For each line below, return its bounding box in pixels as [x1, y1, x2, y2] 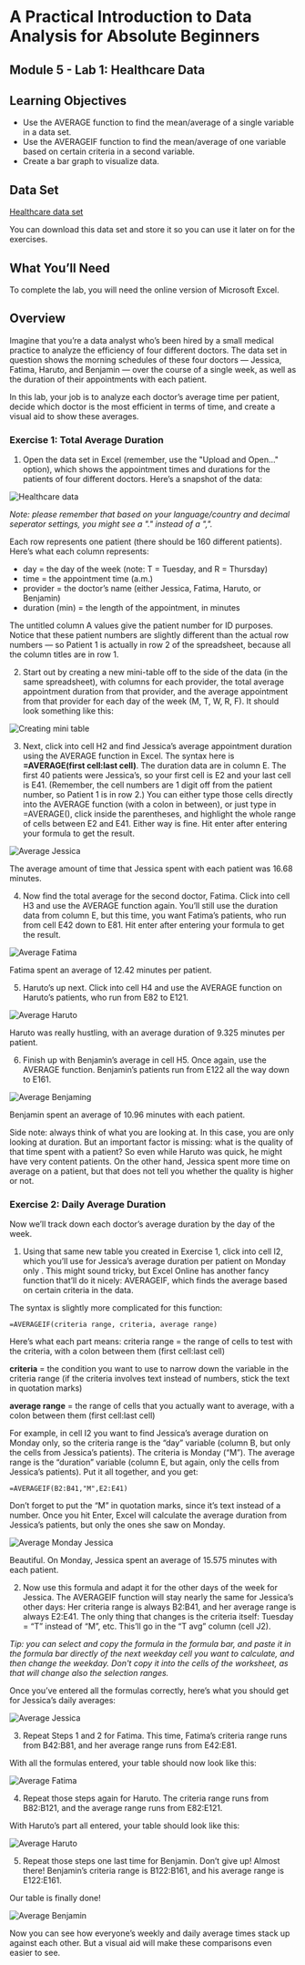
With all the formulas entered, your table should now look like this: [9, 1757, 257, 1769]
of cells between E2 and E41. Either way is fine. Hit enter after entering [22, 818, 288, 829]
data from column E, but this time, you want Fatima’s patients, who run [22, 910, 287, 921]
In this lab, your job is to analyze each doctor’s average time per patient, [9, 391, 280, 402]
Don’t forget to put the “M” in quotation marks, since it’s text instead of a [9, 1500, 281, 1511]
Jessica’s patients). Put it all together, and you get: [9, 1466, 198, 1477]
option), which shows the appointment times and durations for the [22, 464, 270, 475]
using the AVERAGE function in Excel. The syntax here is [22, 750, 235, 762]
